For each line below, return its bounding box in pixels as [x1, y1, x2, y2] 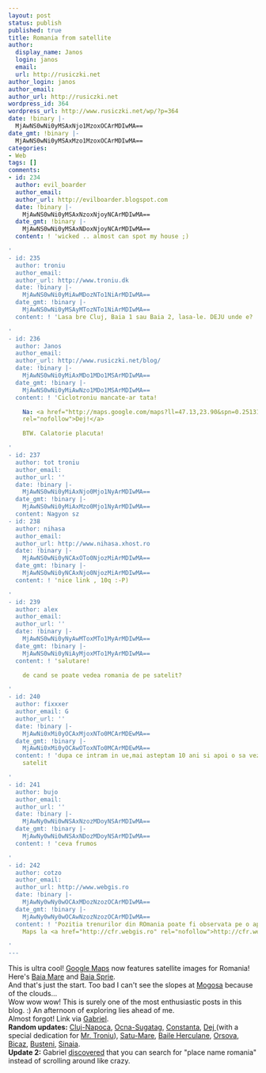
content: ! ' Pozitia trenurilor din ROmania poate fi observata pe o [15, 920, 249, 928]
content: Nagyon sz [15, 510, 80, 518]
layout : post [8, 11, 51, 20]
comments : [8, 166, 41, 174]
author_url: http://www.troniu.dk [15, 276, 129, 284]
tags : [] [8, 159, 37, 167]
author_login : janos [8, 78, 77, 86]
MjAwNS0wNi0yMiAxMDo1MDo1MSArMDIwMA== [22, 371, 150, 379]
